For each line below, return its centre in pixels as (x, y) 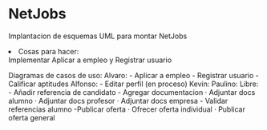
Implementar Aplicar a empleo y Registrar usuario (90, 60)
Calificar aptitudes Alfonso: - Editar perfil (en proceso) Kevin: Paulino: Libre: (133, 84)
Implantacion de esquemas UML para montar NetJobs (98, 36)
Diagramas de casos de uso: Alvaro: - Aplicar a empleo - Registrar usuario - (133, 75)
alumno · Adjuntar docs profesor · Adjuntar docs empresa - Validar (118, 100)
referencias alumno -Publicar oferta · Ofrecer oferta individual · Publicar (127, 109)
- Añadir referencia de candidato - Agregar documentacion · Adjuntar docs (132, 92)
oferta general (32, 117)
